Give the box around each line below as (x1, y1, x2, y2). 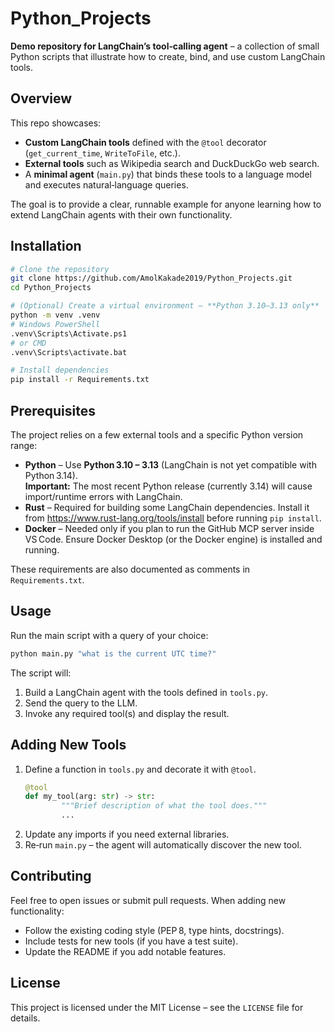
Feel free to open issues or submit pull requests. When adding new (10, 894, 287, 906)
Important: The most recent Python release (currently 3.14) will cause (24, 480, 313, 492)
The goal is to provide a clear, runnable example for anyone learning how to (10, 198, 322, 210)
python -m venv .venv (10, 310, 101, 321)
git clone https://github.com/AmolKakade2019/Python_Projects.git (10, 273, 293, 284)
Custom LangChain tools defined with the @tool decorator (24, 136, 267, 148)
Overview (10, 90, 73, 107)
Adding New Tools (10, 737, 127, 754)
